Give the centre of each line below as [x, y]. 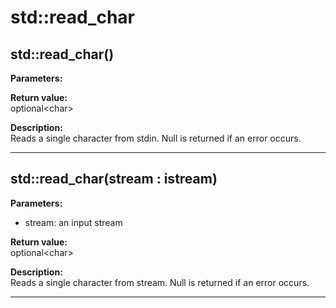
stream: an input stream [73, 222]
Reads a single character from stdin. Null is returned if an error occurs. [156, 138]
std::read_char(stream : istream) [114, 179]
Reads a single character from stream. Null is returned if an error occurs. [160, 282]
